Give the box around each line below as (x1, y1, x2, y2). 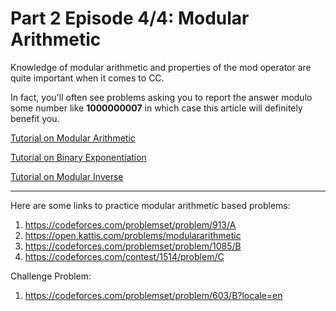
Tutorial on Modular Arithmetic (10, 132, 136, 144)
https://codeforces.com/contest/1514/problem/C (24, 250, 225, 262)
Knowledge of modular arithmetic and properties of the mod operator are (10, 61, 312, 73)
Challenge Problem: (10, 270, 92, 282)
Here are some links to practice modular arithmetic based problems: (10, 199, 291, 211)
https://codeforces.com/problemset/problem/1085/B (24, 240, 242, 252)
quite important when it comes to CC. (10, 72, 165, 84)
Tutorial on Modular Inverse (10, 170, 124, 182)
